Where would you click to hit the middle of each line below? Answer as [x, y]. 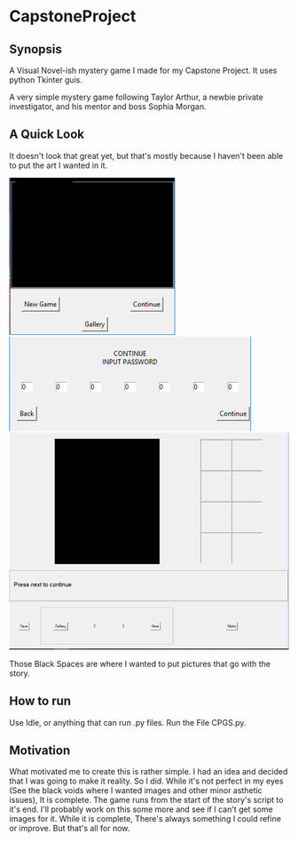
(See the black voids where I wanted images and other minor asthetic [136, 790]
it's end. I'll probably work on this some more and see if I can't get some [141, 809]
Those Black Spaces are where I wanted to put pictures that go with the [140, 663]
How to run [40, 701]
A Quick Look [47, 135]
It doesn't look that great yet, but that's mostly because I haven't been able [146, 155]
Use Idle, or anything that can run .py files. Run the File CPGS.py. [128, 722]
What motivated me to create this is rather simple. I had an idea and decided [149, 772]
